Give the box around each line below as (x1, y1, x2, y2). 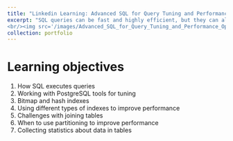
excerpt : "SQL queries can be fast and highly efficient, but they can (7, 17, 218, 23)
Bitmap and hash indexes (17, 97, 89, 105)
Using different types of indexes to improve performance (17, 104, 180, 113)
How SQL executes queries (17, 82, 96, 91)
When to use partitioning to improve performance (17, 119, 159, 127)
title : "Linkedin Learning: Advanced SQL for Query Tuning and (7, 10, 194, 17)
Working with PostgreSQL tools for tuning (17, 89, 137, 97)
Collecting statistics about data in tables (17, 126, 132, 135)
